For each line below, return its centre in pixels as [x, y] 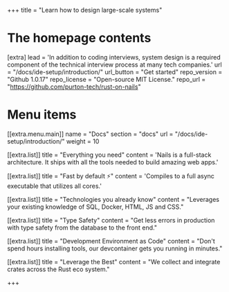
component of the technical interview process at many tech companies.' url [115, 65]
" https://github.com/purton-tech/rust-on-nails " [74, 87]
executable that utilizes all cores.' [55, 186]
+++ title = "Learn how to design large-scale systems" [85, 10]
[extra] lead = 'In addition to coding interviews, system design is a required [114, 57]
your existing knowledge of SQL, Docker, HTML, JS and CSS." [95, 207]
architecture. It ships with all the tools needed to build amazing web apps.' [113, 162]
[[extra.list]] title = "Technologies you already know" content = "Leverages [113, 199]
